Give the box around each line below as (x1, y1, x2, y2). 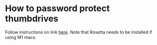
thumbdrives (5, 13, 59, 24)
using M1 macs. (5, 34, 37, 40)
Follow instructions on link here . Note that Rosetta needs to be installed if (5, 29, 153, 35)
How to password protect (5, 3, 110, 14)
